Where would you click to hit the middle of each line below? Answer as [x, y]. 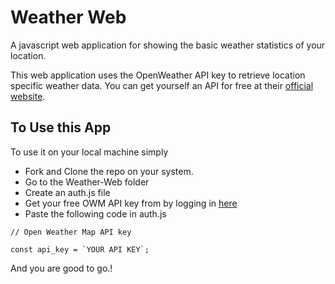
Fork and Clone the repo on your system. [109, 171]
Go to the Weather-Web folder [87, 182]
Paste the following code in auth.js [95, 213]
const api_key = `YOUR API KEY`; [80, 249]
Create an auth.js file [67, 192]
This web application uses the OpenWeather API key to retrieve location [158, 75]
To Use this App [61, 127]
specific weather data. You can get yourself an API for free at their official [162, 85]
